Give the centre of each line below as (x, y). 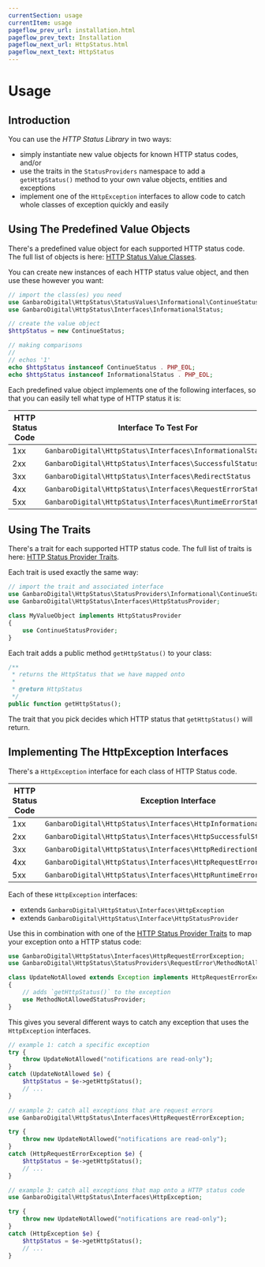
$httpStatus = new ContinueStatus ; (67, 331)
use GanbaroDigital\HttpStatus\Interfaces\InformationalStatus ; (116, 309)
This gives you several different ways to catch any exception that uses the (129, 1022)
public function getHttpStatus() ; (65, 704)
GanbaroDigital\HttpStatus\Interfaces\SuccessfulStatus (152, 463)
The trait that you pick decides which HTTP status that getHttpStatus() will (131, 719)
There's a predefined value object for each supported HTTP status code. (127, 248)
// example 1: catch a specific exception (79, 1045)
